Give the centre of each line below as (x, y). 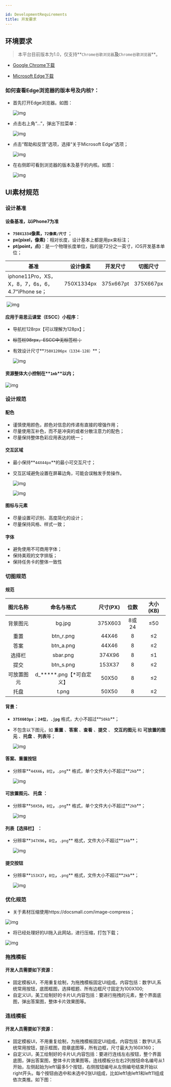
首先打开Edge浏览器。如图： (42, 103)
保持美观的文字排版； (35, 555)
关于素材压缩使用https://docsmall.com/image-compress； (74, 912)
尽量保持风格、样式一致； (39, 524)
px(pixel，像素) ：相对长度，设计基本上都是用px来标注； (72, 240)
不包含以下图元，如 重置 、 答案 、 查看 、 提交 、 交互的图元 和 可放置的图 (89, 729)
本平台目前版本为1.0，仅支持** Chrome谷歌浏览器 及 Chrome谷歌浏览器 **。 (89, 55)
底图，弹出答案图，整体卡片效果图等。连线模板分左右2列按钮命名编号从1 (89, 1060)
